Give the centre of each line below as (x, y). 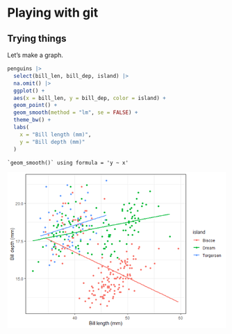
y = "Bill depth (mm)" (52, 142)
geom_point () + (35, 106)
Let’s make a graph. (35, 55)
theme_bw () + (32, 120)
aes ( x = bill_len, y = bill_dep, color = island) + (90, 98)
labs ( (22, 127)
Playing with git (53, 13)
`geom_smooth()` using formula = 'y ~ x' (68, 162)
